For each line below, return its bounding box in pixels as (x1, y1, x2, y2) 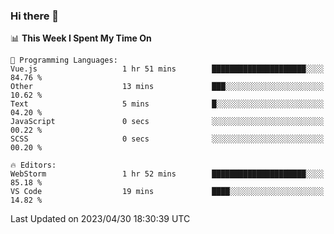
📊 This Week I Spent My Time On (10, 32, 152, 44)
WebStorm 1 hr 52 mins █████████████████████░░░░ (10, 169, 325, 179)
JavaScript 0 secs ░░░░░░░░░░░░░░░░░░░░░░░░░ (10, 117, 325, 127)
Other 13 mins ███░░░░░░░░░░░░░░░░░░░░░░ (10, 82, 325, 92)
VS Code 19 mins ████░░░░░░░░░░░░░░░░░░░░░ (10, 187, 325, 197)
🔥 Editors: (10, 160, 57, 171)
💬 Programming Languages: (10, 55, 118, 66)
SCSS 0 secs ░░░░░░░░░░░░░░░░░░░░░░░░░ (10, 134, 325, 144)
